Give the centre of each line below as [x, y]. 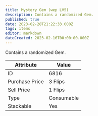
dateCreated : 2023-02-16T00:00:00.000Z [47, 38]
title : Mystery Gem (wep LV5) [37, 10]
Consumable [64, 98]
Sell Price [19, 90]
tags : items [18, 29]
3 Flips [57, 81]
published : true [22, 19]
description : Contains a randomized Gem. [50, 15]
